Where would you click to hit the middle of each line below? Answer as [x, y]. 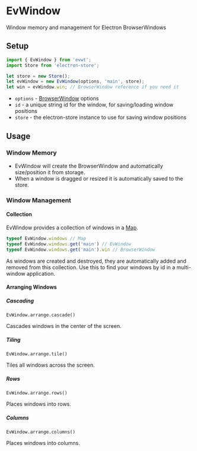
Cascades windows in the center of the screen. [64, 326]
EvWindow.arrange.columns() [41, 432]
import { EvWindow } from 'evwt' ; [49, 60]
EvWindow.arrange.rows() [37, 393]
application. [41, 273]
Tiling [13, 339]
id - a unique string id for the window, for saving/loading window [94, 105]
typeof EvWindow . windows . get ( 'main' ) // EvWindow [69, 244]
